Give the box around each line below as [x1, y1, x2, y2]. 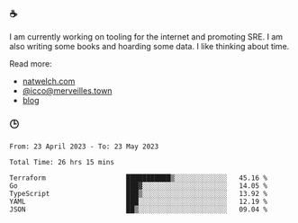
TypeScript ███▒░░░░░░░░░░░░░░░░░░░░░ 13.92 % [9, 189, 268, 198]
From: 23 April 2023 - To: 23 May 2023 [9, 142, 159, 151]
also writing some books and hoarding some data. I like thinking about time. [9, 41, 290, 52]
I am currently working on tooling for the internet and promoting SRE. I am [9, 31, 284, 42]
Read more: [9, 58, 52, 69]
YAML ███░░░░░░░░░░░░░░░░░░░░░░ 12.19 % [9, 197, 268, 206]
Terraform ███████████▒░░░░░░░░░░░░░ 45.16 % [9, 174, 268, 183]
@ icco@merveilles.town [22, 85, 113, 96]
